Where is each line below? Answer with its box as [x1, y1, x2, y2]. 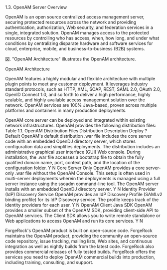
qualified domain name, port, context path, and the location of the [5, 160, 141, 165]
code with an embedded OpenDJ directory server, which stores [5, 138, 136, 144]
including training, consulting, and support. [5, 260, 94, 265]
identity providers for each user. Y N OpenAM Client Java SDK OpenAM [5, 202, 153, 208]
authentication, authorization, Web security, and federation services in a [5, 24, 154, 30]
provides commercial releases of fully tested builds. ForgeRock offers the [5, 249, 156, 255]
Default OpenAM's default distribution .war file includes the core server [5, 133, 152, 139]
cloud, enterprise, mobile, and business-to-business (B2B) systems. [5, 46, 146, 51]
